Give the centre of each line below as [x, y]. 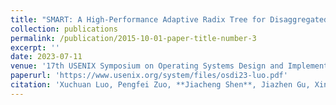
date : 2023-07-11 [46, 57]
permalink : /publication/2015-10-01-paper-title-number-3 [133, 38]
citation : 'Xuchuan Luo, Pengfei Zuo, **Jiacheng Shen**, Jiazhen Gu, [160, 85]
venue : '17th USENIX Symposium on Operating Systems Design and [147, 66]
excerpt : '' [35, 47]
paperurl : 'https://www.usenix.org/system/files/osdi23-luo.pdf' [149, 76]
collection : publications [64, 29]
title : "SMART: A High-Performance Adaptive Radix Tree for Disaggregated [169, 19]
